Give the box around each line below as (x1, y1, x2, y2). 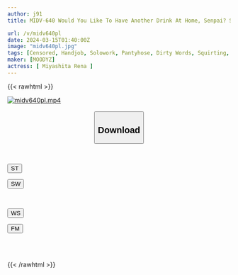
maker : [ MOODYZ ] (7, 56, 55, 64)
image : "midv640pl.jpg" (7, 43, 78, 50)
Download (98, 125, 140, 135)
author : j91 (7, 10, 42, 18)
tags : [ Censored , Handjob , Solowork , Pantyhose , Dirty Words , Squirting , (7, 50, 230, 57)
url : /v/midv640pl (7, 30, 62, 37)
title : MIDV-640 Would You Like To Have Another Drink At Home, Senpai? (7, 17, 227, 24)
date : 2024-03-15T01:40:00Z (7, 36, 91, 43)
